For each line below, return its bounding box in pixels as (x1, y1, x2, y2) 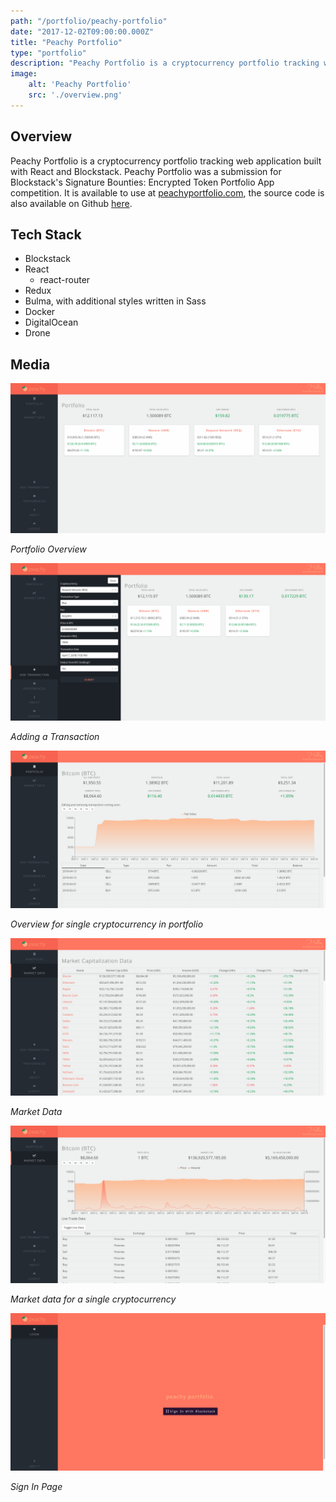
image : (10, 69, 38, 79)
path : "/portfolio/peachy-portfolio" (10, 16, 168, 26)
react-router (39, 274, 91, 286)
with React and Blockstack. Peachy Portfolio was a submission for (10, 165, 282, 177)
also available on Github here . (10, 197, 133, 209)
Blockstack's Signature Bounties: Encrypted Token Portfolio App (10, 176, 275, 188)
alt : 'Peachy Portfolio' (28, 80, 132, 90)
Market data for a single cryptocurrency (10, 1293, 177, 1305)
